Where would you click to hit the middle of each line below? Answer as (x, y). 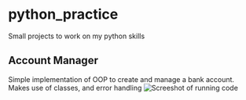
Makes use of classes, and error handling (75, 87)
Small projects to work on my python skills (77, 36)
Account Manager (53, 61)
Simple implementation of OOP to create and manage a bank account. (121, 79)
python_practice (63, 14)
